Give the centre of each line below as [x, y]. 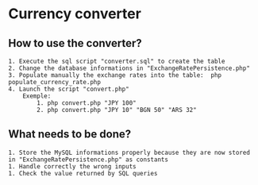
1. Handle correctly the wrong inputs [72, 166]
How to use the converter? [75, 43]
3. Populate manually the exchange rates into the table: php [115, 75]
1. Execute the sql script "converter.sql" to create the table [117, 61]
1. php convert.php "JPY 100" [87, 103]
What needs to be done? [70, 135]
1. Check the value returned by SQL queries [83, 173]
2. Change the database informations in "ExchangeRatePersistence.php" [129, 68]
